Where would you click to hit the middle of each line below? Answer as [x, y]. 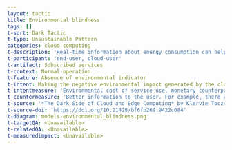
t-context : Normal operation [49, 71]
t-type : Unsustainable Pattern [52, 39]
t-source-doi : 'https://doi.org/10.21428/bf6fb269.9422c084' [97, 110]
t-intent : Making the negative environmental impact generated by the [111, 84]
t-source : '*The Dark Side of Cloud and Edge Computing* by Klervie [108, 104]
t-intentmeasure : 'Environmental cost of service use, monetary [101, 91]
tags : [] [20, 26]
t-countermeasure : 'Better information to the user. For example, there [114, 97]
